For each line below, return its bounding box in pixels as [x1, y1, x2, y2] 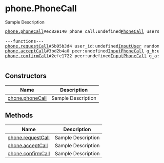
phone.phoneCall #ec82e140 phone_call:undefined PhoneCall [5, 28, 144, 34]
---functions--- [5, 38, 44, 44]
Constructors [5, 72, 47, 80]
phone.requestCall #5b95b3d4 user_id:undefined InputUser [5, 43, 142, 49]
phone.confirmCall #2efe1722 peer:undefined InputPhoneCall [5, 53, 147, 59]
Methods [5, 111, 33, 120]
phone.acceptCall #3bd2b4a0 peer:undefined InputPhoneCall [5, 48, 144, 54]
